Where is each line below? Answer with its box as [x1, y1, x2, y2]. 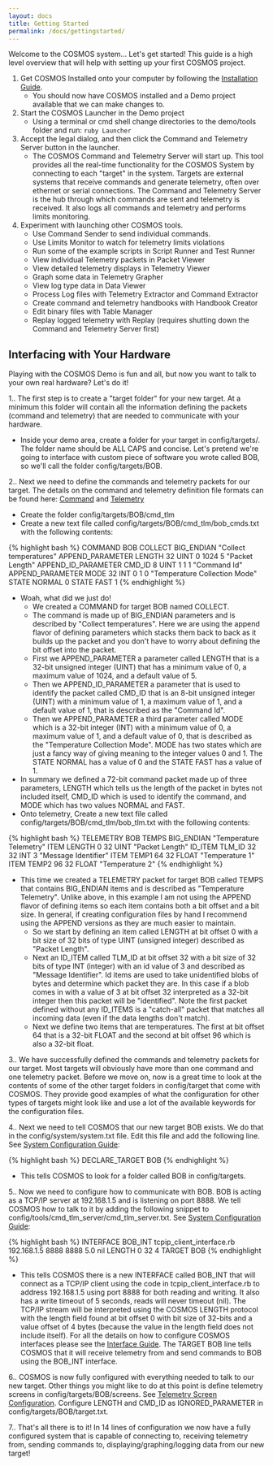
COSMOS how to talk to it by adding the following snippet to [8, 1204, 210, 1214]
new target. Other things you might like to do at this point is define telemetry [8, 1381, 263, 1390]
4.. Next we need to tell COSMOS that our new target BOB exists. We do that [8, 1122, 264, 1132]
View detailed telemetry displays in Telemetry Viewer [32, 263, 210, 273]
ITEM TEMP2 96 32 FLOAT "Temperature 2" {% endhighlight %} [8, 859, 223, 870]
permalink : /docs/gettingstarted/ [8, 27, 126, 35]
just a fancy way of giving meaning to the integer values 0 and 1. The [32, 748, 263, 758]
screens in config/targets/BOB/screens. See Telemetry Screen [8, 1390, 218, 1399]
